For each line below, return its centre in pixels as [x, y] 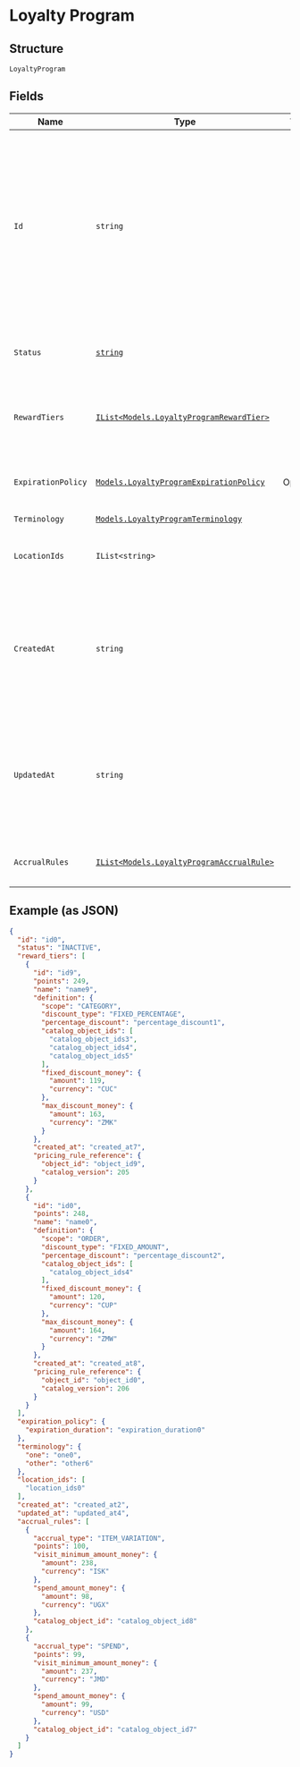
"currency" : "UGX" [75, 1605]
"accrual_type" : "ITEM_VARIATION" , [99, 1538]
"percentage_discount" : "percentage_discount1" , [133, 1023]
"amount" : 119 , [77, 1081]
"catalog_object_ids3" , [93, 1039]
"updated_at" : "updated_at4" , [73, 1513]
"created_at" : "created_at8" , [89, 1364]
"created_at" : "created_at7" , [89, 1147]
